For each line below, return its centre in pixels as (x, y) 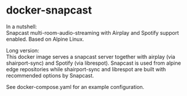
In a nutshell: (21, 27)
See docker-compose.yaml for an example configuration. (75, 87)
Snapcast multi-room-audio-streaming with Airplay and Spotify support (93, 32)
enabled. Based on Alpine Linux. (45, 39)
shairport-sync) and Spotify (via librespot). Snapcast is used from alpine (93, 63)
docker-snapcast (49, 10)
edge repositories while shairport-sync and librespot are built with (86, 69)
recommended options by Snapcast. (50, 75)
